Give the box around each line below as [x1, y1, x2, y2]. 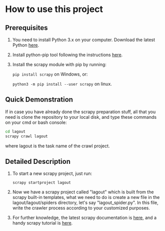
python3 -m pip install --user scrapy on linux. [12, 81, 112, 87]
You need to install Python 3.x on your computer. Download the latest [12, 37, 155, 43]
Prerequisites [5, 24, 48, 32]
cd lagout [5, 129, 26, 134]
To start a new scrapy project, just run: [12, 170, 92, 176]
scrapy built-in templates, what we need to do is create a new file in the [12, 194, 160, 200]
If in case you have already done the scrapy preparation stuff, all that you [5, 109, 156, 115]
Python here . [12, 42, 39, 48]
